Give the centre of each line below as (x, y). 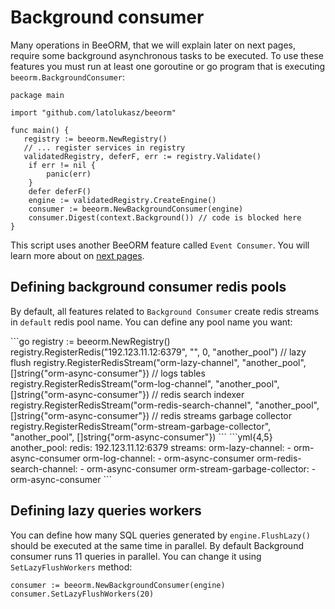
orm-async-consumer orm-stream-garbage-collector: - (201, 468)
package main (37, 95)
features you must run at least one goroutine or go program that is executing (168, 66)
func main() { (40, 130)
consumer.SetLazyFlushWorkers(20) (82, 594)
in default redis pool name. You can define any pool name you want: (151, 322)
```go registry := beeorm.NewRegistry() (90, 341)
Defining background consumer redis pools (148, 287)
